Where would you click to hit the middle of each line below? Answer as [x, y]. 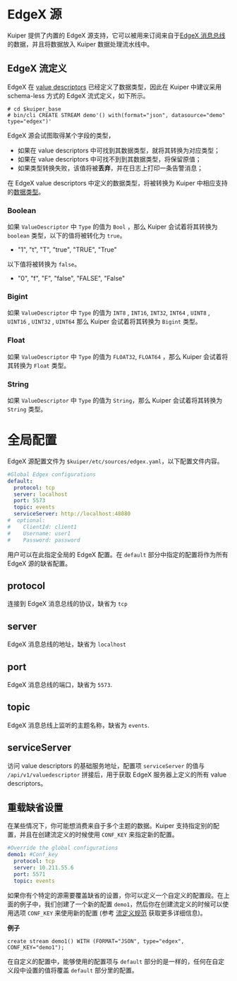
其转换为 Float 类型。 [39, 365]
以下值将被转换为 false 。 [44, 264]
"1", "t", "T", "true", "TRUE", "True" [67, 250]
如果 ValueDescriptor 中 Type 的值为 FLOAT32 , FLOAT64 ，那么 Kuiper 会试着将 [118, 356]
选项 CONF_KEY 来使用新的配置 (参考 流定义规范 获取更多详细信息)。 [110, 913]
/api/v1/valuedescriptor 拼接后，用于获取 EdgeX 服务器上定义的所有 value [117, 774]
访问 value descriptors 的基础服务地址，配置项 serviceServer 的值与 [106, 765]
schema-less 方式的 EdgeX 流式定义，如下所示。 [78, 95]
